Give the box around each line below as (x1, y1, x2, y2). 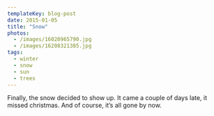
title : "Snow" (7, 23, 49, 30)
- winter (13, 56, 39, 63)
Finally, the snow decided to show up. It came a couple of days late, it (7, 94, 208, 102)
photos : (7, 29, 30, 37)
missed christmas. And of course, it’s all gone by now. (7, 101, 162, 110)
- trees (13, 74, 36, 82)
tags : (7, 49, 23, 56)
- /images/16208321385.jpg (13, 42, 92, 49)
